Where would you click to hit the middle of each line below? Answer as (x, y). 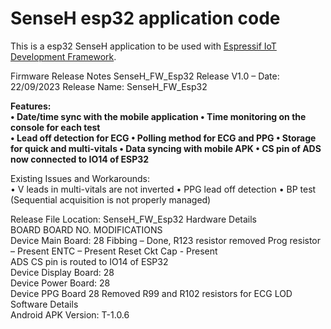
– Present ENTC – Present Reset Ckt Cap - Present (114, 251)
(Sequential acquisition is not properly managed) (111, 199)
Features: (31, 106)
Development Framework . (63, 56)
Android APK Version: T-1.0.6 (70, 314)
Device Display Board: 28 (62, 272)
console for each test (55, 127)
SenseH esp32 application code (145, 18)
